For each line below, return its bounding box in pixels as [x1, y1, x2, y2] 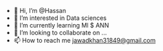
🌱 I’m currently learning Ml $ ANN [13, 21, 109, 29]
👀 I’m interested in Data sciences [13, 14, 107, 22]
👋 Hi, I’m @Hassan [13, 7, 67, 14]
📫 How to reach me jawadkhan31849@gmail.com [13, 37, 156, 44]
